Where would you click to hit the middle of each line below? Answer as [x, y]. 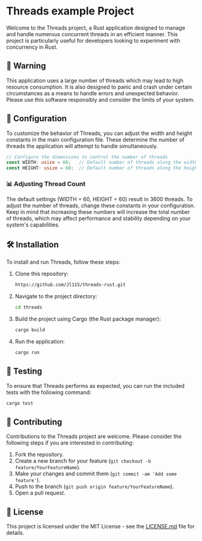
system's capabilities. [33, 225]
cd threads [29, 308]
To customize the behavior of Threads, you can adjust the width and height [99, 133]
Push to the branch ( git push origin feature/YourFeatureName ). [94, 487]
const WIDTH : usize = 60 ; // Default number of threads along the [94, 163]
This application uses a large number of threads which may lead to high [95, 80]
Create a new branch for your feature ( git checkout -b [83, 461]
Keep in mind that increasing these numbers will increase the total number [98, 212]
